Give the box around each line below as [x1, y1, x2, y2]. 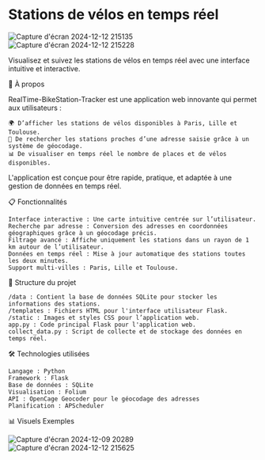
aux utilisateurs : [8, 103, 62, 112]
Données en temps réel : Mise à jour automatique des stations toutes [8, 249, 246, 258]
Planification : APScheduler [8, 401, 104, 409]
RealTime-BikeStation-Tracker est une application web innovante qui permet [8, 94, 257, 104]
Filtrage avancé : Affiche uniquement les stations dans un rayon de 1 [8, 236, 249, 244]
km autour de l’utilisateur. [8, 243, 104, 251]
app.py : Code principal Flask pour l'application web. [8, 321, 196, 329]
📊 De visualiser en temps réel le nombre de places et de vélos [8, 150, 227, 158]
